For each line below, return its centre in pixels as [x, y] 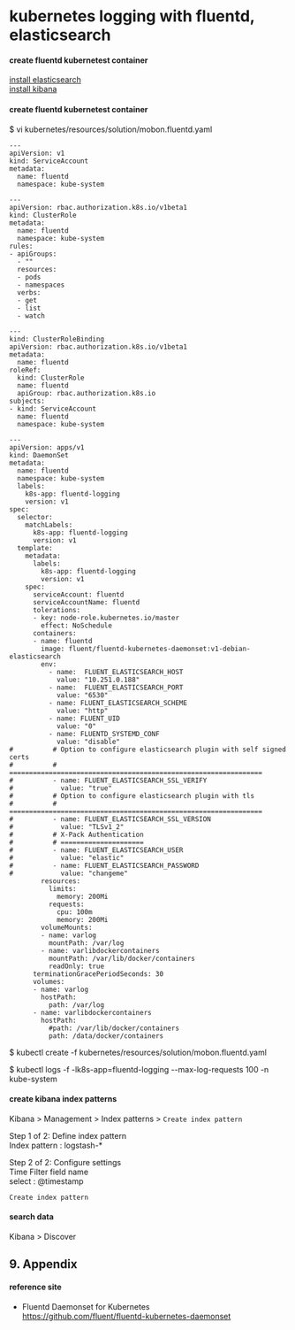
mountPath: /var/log [86, 943]
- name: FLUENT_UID [84, 719]
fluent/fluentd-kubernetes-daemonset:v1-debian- [159, 649]
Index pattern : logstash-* [56, 1145]
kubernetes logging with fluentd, [132, 16]
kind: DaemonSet [39, 455]
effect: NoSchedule [77, 626]
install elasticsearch [45, 80]
